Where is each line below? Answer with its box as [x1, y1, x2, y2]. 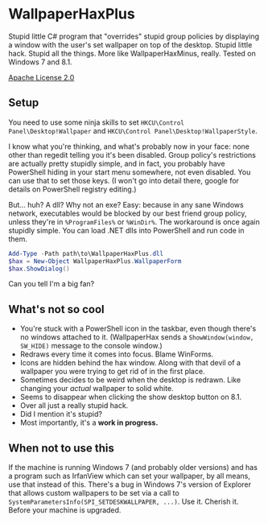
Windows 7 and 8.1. [8, 57, 72, 67]
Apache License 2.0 [8, 72, 75, 82]
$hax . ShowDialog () [8, 265, 70, 273]
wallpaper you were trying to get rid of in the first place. [19, 367, 205, 377]
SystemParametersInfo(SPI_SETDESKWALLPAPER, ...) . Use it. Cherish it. [8, 496, 239, 506]
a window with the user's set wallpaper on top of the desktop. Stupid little [8, 39, 253, 49]
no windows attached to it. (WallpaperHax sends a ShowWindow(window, [19, 332, 254, 342]
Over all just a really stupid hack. [19, 401, 129, 410]
